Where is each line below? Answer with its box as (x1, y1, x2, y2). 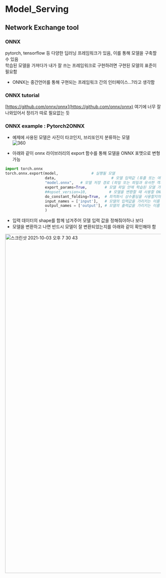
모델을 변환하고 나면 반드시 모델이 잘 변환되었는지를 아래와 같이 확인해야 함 (12, 224, 157, 230)
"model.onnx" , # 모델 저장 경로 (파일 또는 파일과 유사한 (44, 180, 155, 186)
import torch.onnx (5, 166, 43, 172)
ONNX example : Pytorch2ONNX (5, 123, 85, 129)
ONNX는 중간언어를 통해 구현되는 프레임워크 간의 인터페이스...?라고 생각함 (12, 79, 155, 85)
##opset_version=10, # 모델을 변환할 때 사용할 (44, 190, 154, 194)
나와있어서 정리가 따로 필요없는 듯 (5, 110, 70, 116)
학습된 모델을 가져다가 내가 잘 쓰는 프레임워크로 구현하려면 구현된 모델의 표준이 (5, 62, 157, 68)
